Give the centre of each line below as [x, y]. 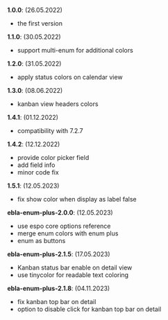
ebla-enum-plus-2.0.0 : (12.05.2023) [60, 213]
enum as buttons [41, 241]
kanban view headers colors [58, 104]
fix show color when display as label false [77, 199]
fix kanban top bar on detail [57, 302]
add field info [36, 165]
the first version [40, 23]
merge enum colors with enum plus [68, 233]
